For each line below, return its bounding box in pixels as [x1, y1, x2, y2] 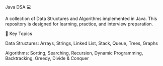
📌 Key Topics [5, 30, 33, 36]
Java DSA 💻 [5, 4, 32, 10]
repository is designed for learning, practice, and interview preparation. [5, 21, 153, 26]
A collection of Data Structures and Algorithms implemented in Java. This [5, 15, 157, 21]
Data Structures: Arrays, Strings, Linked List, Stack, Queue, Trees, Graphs [5, 40, 158, 46]
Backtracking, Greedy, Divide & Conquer [5, 55, 89, 61]
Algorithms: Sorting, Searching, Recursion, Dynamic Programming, [5, 50, 143, 56]
